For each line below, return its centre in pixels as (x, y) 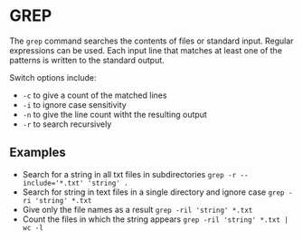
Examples (38, 153)
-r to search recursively (67, 124)
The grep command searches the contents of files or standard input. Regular (151, 41)
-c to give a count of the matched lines (95, 95)
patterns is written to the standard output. (87, 60)
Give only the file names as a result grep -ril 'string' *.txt (137, 209)
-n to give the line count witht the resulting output (115, 114)
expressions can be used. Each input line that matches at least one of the (146, 50)
